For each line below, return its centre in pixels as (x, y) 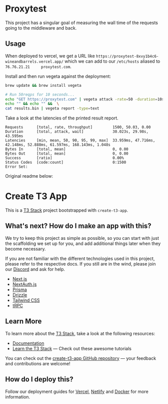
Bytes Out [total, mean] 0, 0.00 (67, 154)
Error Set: (16, 167)
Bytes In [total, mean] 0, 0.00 (67, 149)
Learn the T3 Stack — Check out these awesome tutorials (72, 348)
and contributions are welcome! (38, 363)
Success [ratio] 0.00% (64, 158)
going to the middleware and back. (41, 28)
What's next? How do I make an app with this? (78, 226)
